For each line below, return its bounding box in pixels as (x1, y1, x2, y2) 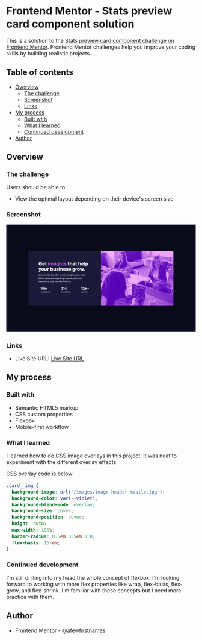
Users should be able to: (6, 184, 67, 191)
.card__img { (6, 482, 39, 489)
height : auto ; (11, 521, 47, 527)
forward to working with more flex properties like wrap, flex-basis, (6, 580, 170, 588)
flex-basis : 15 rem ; (11, 539, 61, 546)
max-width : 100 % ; (11, 527, 55, 533)
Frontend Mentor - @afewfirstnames (14, 627, 106, 634)
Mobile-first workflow (14, 423, 69, 430)
